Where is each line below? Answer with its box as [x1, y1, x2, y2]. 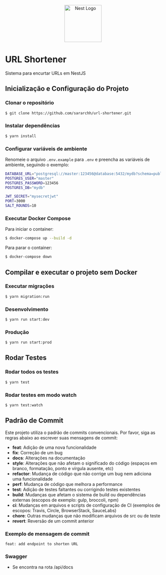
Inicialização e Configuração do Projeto [5, 85, 129, 93]
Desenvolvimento [5, 306, 48, 313]
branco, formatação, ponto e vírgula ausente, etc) [12, 465, 114, 471]
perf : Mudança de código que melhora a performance [12, 481, 123, 487]
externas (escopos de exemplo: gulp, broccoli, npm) [12, 497, 119, 503]
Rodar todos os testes [5, 369, 59, 376]
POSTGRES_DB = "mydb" [5, 185, 45, 190]
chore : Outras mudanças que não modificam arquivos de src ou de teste [12, 513, 161, 519]
